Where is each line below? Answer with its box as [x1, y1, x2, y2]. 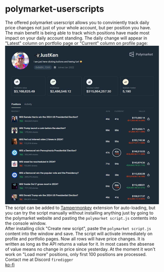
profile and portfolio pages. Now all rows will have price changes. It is [5, 235, 145, 242]
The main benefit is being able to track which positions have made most [5, 30, 150, 36]
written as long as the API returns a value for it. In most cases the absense [5, 241, 155, 247]
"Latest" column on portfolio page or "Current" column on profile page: [5, 40, 148, 46]
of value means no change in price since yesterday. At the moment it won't [5, 246, 156, 252]
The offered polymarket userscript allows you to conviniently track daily [5, 19, 150, 25]
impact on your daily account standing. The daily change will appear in [5, 35, 147, 41]
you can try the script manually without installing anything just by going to [5, 210, 154, 215]
